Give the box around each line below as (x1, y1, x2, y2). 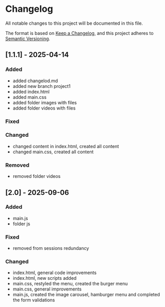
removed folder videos (12, 173, 60, 179)
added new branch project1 (12, 83, 71, 89)
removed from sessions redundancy (12, 245, 89, 251)
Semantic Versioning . (5, 35, 50, 42)
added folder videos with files (12, 105, 76, 111)
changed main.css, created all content (12, 149, 94, 155)
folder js (12, 221, 31, 227)
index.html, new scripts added (12, 275, 77, 281)
